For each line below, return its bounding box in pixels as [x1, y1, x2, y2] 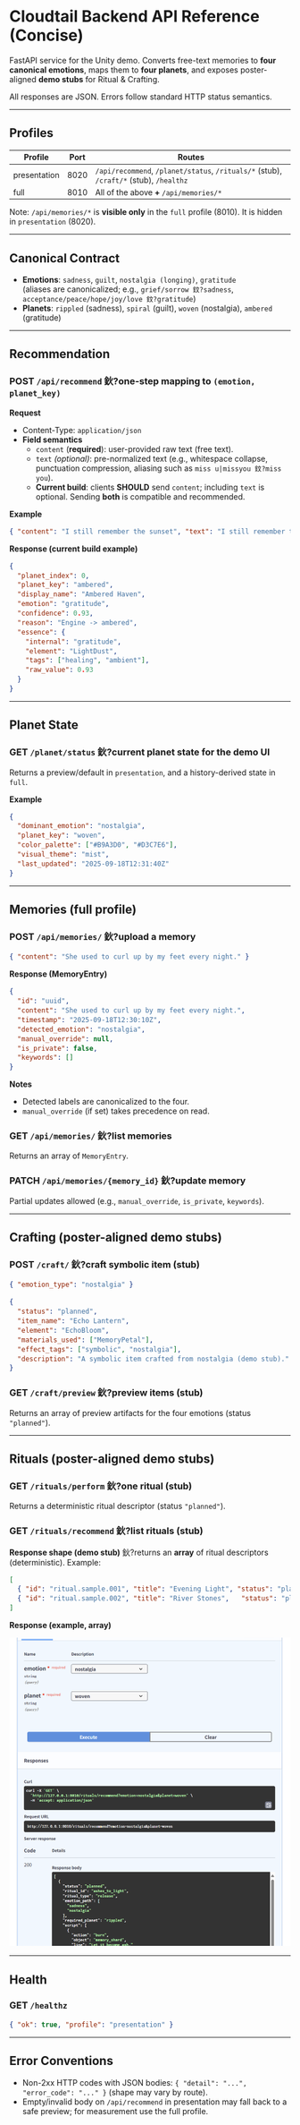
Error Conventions [9, 2053, 113, 2069]
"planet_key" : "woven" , [17, 831, 105, 841]
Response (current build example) [9, 543, 138, 554]
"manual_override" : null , [17, 1034, 114, 1044]
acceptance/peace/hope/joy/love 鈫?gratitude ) [21, 294, 196, 304]
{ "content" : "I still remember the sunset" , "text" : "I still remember [9, 526, 286, 536]
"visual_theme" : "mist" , [17, 850, 110, 859]
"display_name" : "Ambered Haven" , [17, 590, 146, 599]
